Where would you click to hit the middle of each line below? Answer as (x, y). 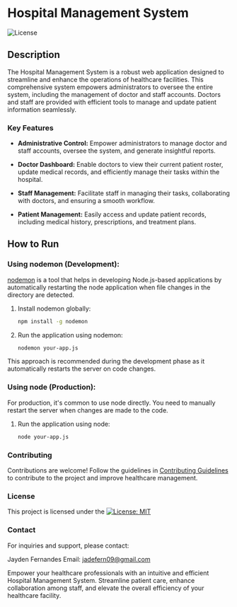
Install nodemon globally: (54, 308)
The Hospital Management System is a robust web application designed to (116, 71)
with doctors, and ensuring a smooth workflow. (86, 201)
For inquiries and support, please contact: (68, 545)
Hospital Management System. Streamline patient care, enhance (101, 580)
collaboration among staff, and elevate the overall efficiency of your (106, 588)
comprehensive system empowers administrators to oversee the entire (110, 87)
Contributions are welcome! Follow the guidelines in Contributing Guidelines (118, 470)
